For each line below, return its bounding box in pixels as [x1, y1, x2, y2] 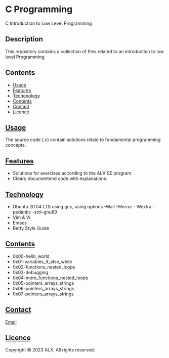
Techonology [12, 93, 40, 99]
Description [5, 35, 43, 43]
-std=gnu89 [32, 209, 57, 215]
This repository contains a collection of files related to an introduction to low [5, 48, 164, 54]
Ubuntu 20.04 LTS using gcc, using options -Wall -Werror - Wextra [12, 204, 152, 209]
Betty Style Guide [12, 225, 50, 231]
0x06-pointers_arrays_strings [12, 285, 74, 291]
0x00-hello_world [12, 253, 50, 259]
